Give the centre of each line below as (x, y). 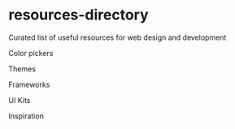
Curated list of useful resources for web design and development (117, 37)
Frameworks (29, 84)
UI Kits (20, 100)
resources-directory (78, 15)
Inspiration (26, 116)
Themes (22, 69)
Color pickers (31, 53)
